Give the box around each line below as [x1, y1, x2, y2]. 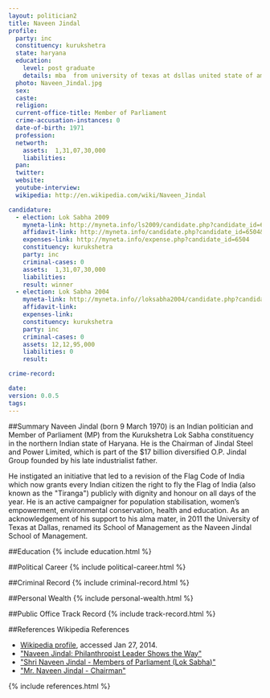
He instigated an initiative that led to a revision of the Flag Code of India [8, 471, 245, 481]
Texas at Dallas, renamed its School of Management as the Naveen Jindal [8, 522, 252, 532]
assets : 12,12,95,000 [22, 340, 95, 348]
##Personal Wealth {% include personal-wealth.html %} [8, 593, 194, 603]
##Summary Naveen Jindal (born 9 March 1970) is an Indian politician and [8, 421, 253, 431]
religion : [15, 101, 48, 109]
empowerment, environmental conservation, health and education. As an [8, 505, 250, 515]
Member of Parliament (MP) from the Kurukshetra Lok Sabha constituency [8, 429, 255, 439]
